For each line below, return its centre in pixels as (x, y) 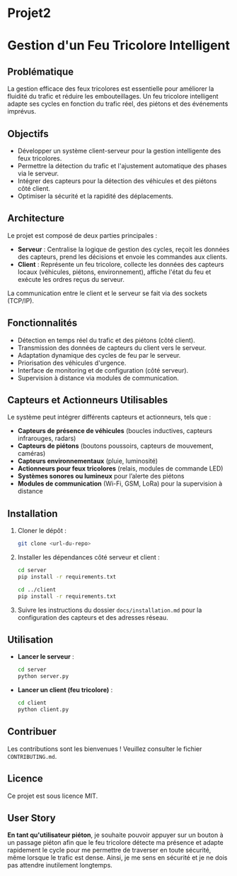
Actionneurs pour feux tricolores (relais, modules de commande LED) (120, 469)
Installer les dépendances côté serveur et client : (89, 557)
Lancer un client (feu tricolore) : (65, 690)
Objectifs (28, 134)
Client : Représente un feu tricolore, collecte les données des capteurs (121, 264)
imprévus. (22, 111)
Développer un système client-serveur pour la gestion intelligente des (119, 151)
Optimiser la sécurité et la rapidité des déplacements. (95, 196)
